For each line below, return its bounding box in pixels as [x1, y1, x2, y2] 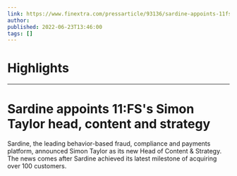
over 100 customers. [7, 162, 67, 170]
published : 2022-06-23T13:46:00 [7, 23, 102, 30]
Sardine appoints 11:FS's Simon [7, 101, 195, 117]
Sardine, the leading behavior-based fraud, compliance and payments [7, 139, 211, 148]
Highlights [7, 61, 69, 76]
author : [7, 17, 30, 24]
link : [7, 10, 23, 18]
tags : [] [7, 30, 33, 37]
